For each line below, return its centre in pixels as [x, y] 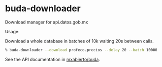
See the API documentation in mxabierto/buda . [52, 59]
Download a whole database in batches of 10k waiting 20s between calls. [80, 41]
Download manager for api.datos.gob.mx [47, 22]
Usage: [12, 31]
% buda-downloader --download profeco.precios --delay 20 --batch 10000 [81, 50]
